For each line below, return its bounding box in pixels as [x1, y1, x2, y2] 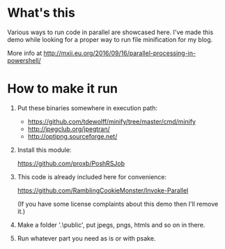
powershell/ [7, 56, 42, 64]
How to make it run [7, 81, 118, 97]
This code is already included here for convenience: [17, 172, 167, 181]
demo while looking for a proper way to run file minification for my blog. [7, 35, 213, 43]
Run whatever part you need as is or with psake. [17, 234, 156, 242]
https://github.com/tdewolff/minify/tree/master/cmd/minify [27, 117, 196, 126]
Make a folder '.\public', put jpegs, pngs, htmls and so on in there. [17, 220, 205, 229]
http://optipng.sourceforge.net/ [27, 132, 118, 140]
